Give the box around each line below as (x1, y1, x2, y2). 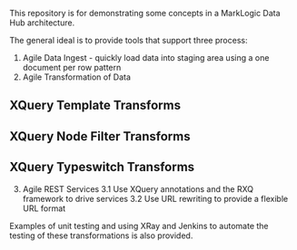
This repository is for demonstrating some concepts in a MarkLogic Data (9, 8, 281, 18)
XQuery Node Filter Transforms (9, 129, 191, 144)
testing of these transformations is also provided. (9, 230, 193, 241)
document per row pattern (22, 62, 122, 72)
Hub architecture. (9, 17, 75, 28)
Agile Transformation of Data (22, 72, 132, 82)
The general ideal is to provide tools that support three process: (9, 35, 248, 45)
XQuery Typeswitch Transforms (9, 159, 195, 175)
